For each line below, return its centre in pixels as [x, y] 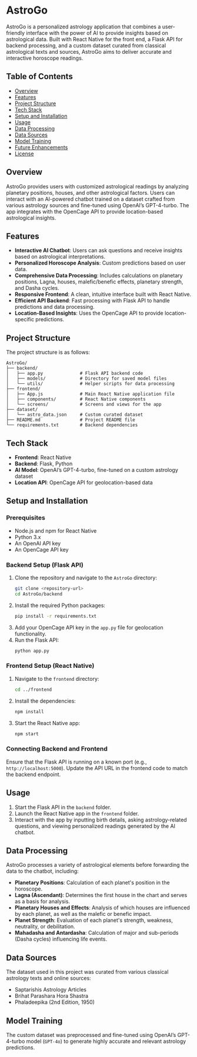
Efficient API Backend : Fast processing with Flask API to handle [92, 301]
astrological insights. [31, 218]
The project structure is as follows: [48, 353]
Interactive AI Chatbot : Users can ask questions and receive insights [98, 250]
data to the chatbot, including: [43, 871]
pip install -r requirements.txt [56, 616]
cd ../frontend [33, 689]
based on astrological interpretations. [60, 257]
